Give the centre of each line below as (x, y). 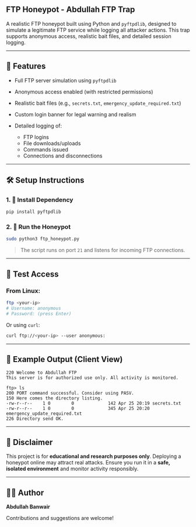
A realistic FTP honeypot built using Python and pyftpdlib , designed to (91, 23)
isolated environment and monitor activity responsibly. (72, 469)
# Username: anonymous (34, 308)
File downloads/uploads (52, 143)
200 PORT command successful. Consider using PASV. (70, 393)
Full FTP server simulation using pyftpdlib (65, 80)
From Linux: (23, 291)
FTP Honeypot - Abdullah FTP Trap (71, 10)
